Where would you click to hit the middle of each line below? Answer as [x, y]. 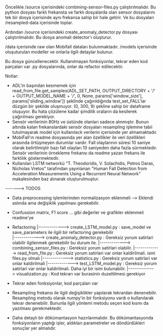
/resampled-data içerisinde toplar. [39, 22]
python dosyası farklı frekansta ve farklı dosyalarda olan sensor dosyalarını [80, 12]
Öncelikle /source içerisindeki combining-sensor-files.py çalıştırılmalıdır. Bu [81, 7]
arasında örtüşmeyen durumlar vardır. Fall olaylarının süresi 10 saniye [81, 143]
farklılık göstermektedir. [36, 158]
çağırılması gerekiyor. [34, 116]
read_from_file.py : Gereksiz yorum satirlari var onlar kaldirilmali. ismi [87, 253]
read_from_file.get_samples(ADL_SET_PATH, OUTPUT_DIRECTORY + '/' [84, 91]
